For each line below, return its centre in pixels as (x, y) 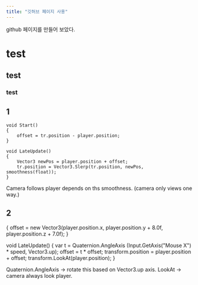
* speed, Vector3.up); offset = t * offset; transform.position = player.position (99, 251)
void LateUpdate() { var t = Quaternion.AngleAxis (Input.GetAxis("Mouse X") (99, 245)
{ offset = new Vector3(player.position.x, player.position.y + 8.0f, (85, 227)
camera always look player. (39, 275)
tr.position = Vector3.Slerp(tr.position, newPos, (80, 167)
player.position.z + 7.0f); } (38, 234)
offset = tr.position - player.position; (68, 135)
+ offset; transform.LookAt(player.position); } (61, 258)
